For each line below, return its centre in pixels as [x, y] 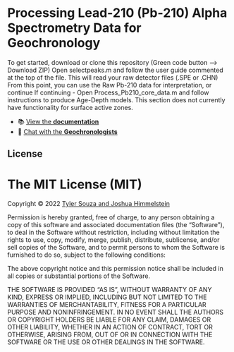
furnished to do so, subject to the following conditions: [86, 255]
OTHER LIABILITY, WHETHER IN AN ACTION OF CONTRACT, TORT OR [110, 327]
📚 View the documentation [58, 121]
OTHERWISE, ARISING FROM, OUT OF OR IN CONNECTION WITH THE [110, 335]
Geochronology [54, 43]
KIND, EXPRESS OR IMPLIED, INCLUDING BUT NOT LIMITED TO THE [107, 297]
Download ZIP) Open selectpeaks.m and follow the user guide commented [115, 70]
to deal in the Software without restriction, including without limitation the [113, 232]
